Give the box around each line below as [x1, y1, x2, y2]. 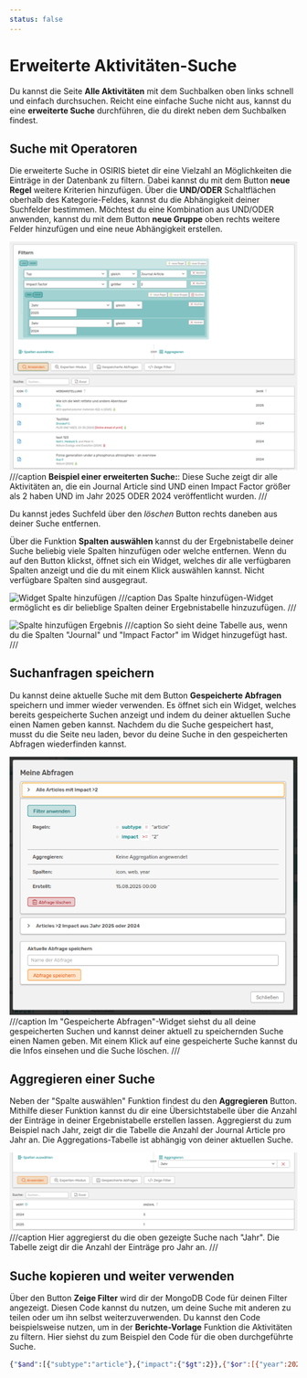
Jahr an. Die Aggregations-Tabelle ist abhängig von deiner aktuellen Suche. [9, 1134, 294, 1146]
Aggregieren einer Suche [9, 1071, 155, 1086]
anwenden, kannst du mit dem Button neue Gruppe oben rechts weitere [9, 214, 281, 225]
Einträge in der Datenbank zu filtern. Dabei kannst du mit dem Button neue [9, 175, 291, 186]
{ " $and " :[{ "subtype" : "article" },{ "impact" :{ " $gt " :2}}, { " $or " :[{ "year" [9, 1360, 284, 1370]
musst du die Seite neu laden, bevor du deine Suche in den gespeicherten [9, 728, 288, 739]
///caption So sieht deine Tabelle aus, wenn [124, 620, 288, 631]
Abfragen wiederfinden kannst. [9, 738, 127, 749]
